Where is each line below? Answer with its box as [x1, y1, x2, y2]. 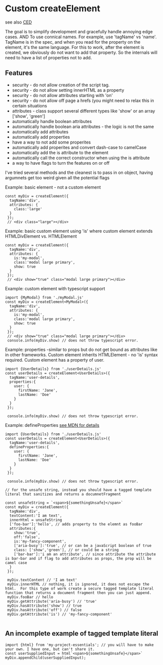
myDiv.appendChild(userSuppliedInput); [5, 655, 86, 660]
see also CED [5, 19, 32, 25]
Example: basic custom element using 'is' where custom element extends [5, 228, 153, 234]
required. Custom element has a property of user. [5, 357, 104, 363]
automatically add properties [12, 134, 70, 140]
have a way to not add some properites [12, 139, 91, 145]
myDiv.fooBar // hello [7, 594, 54, 599]
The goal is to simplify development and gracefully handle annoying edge [5, 28, 153, 34]
